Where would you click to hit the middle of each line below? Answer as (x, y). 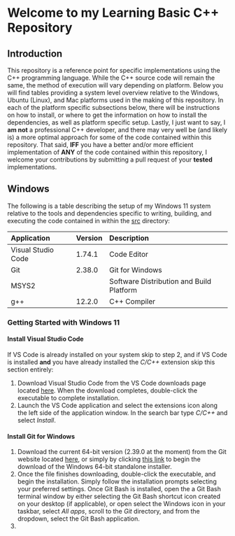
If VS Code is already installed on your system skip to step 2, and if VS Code (117, 354)
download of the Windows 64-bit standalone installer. (95, 467)
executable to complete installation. (69, 397)
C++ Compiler (133, 301)
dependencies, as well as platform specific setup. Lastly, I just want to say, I (116, 122)
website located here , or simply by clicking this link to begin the (109, 459)
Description (129, 238)
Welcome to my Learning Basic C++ (113, 13)
